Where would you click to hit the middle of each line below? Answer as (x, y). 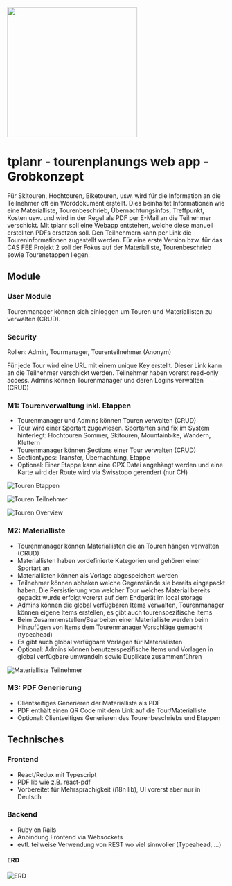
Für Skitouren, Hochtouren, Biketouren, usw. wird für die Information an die (114, 195)
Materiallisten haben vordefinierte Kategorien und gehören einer (109, 560)
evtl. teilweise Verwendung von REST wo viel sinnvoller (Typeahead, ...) (119, 844)
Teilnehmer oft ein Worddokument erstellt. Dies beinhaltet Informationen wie (116, 203)
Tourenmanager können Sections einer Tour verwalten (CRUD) (106, 450)
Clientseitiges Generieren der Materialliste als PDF (89, 703)
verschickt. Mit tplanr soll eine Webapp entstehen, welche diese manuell (110, 225)
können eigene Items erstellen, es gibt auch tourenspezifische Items (115, 612)
